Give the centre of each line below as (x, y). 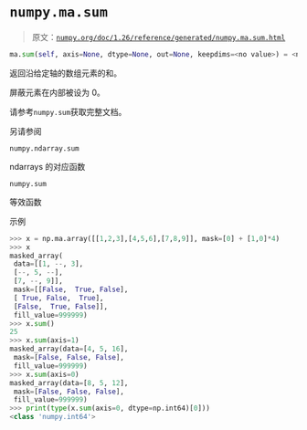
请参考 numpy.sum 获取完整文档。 (68, 111)
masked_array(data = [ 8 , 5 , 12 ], (69, 383)
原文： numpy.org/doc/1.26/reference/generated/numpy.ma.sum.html (159, 37)
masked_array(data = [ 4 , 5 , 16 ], (69, 349)
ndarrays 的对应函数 (48, 166)
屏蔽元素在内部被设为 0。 (57, 92)
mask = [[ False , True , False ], (71, 290)
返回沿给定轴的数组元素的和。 (65, 73)
